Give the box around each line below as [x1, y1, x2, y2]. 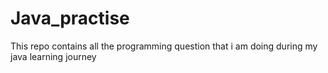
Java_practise [10, 7, 130, 30]
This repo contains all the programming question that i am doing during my [10, 40, 318, 52]
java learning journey [10, 50, 97, 62]
